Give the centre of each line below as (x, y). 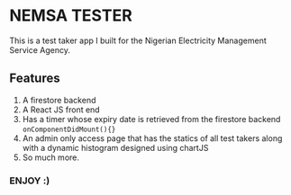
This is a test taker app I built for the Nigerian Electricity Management (138, 40)
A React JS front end (61, 110)
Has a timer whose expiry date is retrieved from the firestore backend (151, 119)
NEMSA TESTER (71, 16)
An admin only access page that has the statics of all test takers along (152, 138)
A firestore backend (59, 100)
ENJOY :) (30, 181)
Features (35, 79)
